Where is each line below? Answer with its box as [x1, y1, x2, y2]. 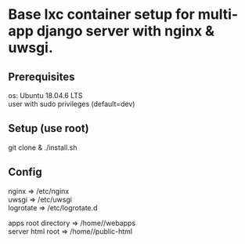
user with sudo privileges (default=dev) [8, 100, 135, 108]
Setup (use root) [8, 122, 89, 135]
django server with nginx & [36, 22, 215, 40]
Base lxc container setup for [8, 5, 196, 24]
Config [8, 166, 42, 179]
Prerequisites [8, 70, 75, 83]
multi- [197, 5, 239, 24]
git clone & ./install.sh [8, 143, 77, 152]
